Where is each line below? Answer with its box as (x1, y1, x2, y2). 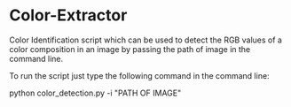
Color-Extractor (9, 5, 128, 26)
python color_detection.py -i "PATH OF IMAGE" (9, 88, 182, 98)
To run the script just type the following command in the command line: (9, 70, 270, 80)
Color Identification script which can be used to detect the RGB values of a (9, 34, 282, 45)
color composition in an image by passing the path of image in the (9, 43, 251, 54)
